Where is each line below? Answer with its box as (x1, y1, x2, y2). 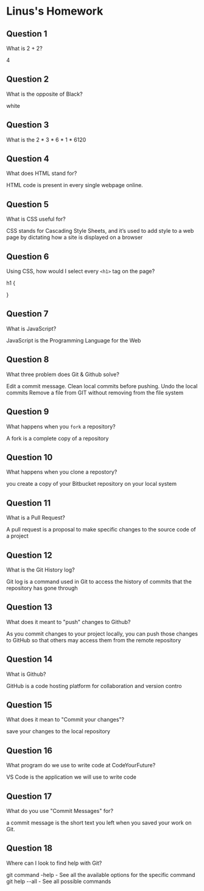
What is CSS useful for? (6, 215, 66, 223)
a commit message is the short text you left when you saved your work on (6, 819, 192, 826)
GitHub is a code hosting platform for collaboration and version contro (6, 682, 182, 689)
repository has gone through (6, 584, 78, 592)
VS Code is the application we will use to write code (6, 773, 137, 781)
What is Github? (6, 670, 46, 678)
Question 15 (6, 700, 53, 710)
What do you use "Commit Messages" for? (6, 808, 114, 814)
